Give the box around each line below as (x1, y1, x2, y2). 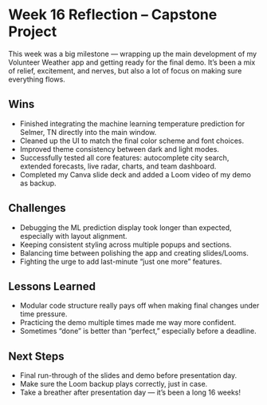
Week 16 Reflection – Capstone (8, 6, 218, 24)
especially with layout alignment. (19, 231, 128, 240)
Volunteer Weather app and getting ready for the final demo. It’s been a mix (8, 58, 256, 67)
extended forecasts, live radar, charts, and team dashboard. (19, 161, 217, 171)
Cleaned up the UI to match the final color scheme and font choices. (19, 136, 245, 145)
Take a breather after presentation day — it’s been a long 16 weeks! (19, 387, 241, 397)
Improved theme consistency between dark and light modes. (19, 144, 219, 153)
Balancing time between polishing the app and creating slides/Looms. (19, 248, 249, 257)
